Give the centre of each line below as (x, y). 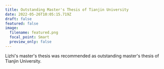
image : (12, 28)
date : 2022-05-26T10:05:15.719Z (38, 14)
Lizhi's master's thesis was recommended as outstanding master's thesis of (82, 56)
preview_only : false (31, 42)
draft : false (18, 19)
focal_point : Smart (30, 37)
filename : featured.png (34, 33)
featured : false (22, 23)
